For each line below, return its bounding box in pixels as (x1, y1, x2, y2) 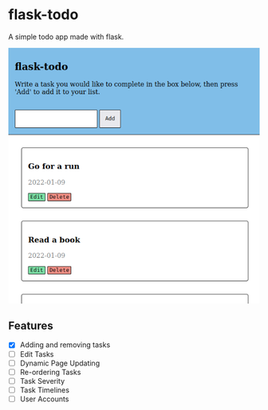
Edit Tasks (19, 349, 54, 359)
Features (8, 319, 53, 333)
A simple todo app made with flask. (8, 32, 124, 41)
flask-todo (8, 6, 79, 24)
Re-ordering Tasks (19, 367, 81, 377)
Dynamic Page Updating (19, 358, 100, 368)
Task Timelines (19, 385, 70, 395)
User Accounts (19, 394, 69, 404)
